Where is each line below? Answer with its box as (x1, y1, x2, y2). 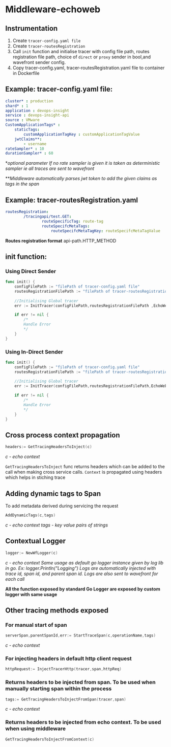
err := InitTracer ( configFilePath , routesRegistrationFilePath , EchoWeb (14, 384, 167, 389)
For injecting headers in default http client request (5, 655, 132, 662)
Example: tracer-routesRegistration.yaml (5, 195, 138, 204)
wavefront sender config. (12, 59, 66, 65)
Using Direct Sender (5, 268, 56, 275)
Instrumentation (5, 24, 58, 33)
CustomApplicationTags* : (5, 122, 60, 127)
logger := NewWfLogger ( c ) (5, 550, 58, 556)
